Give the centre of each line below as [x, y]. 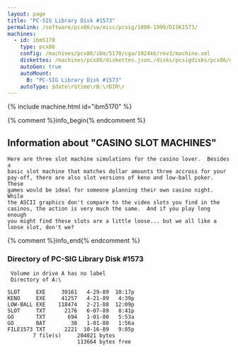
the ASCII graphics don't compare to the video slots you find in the [114, 203]
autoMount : [36, 73]
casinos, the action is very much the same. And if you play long [109, 209]
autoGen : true [41, 67]
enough [17, 215]
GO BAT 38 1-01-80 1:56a [71, 324]
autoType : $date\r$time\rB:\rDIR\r [73, 87]
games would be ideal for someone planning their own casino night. [110, 190]
